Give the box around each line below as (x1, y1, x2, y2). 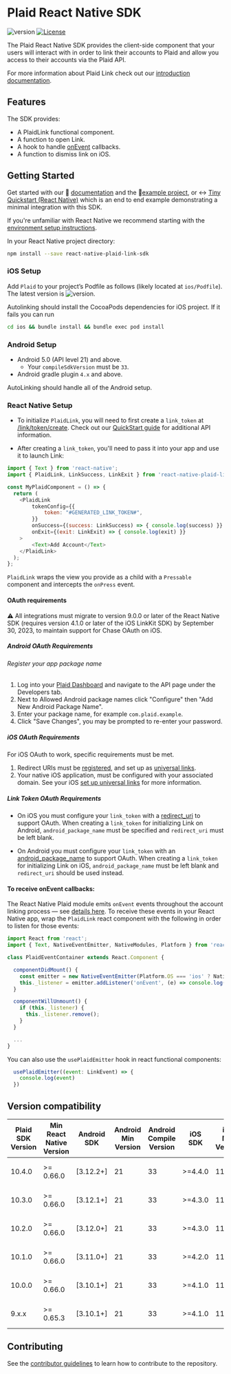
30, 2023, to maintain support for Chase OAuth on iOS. (7, 626, 163, 635)
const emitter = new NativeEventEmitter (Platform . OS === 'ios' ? (19, 973, 211, 980)
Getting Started (7, 170, 75, 182)
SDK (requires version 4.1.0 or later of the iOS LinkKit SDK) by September (7, 619, 214, 627)
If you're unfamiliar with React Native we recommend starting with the (7, 216, 205, 225)
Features (7, 96, 46, 108)
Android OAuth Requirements (7, 642, 93, 650)
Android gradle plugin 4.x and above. (16, 370, 123, 378)
